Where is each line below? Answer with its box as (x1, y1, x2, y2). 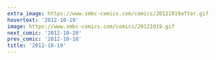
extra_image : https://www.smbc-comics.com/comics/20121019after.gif (7, 10, 209, 17)
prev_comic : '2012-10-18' (7, 36, 82, 43)
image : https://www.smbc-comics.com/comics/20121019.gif (7, 23, 175, 30)
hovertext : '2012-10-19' (7, 17, 79, 23)
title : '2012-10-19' (7, 42, 67, 49)
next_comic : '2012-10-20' (7, 29, 82, 37)
